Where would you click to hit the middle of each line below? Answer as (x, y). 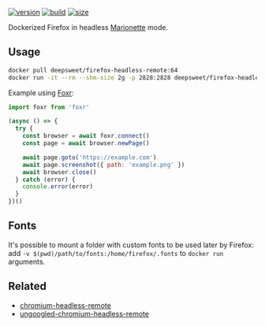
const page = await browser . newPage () (86, 143)
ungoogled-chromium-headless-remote (84, 313)
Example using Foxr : (41, 93)
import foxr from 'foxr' (49, 107)
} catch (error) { (46, 180)
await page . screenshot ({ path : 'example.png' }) (104, 165)
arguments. (27, 261)
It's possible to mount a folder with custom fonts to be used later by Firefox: (131, 245)
